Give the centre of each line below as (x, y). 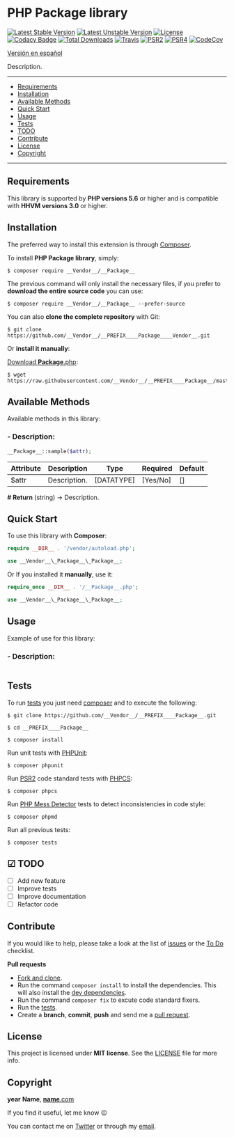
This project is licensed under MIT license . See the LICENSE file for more (112, 1053)
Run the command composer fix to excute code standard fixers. (109, 1000)
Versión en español (35, 53)
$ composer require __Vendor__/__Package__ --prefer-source (96, 304)
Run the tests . (37, 1007)
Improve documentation (52, 896)
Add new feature (41, 880)
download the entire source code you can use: (75, 291)
